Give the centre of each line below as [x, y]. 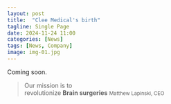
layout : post [26, 14]
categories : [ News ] [35, 40]
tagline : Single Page [38, 26]
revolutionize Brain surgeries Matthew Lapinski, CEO [94, 93]
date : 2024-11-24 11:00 [42, 33]
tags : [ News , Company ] [40, 46]
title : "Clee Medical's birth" [54, 20]
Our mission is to [48, 85]
